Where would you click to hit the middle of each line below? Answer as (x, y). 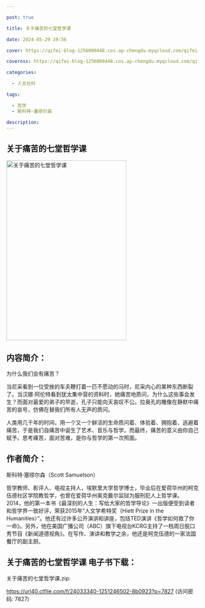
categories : (21, 73)
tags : (13, 95)
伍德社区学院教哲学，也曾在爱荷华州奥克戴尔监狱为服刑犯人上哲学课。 (95, 495)
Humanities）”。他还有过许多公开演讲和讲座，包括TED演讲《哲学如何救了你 (100, 518)
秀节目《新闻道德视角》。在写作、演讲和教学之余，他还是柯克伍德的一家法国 (101, 533)
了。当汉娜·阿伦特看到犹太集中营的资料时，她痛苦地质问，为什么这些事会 (98, 394)
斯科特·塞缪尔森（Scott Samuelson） (52, 475)
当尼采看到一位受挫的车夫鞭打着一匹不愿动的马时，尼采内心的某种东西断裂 (100, 386)
